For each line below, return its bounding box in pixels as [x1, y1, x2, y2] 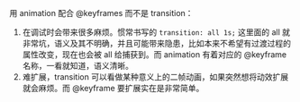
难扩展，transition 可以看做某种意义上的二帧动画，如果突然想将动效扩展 [22, 72, 289, 82]
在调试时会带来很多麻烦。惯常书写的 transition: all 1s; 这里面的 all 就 [22, 27, 291, 38]
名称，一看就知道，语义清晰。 [22, 61, 133, 71]
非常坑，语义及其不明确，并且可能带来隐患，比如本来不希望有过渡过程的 [22, 38, 291, 48]
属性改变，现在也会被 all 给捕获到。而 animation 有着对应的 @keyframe [22, 49, 287, 60]
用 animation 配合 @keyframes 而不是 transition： [9, 8, 194, 18]
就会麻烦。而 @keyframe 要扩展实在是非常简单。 [22, 83, 205, 93]
